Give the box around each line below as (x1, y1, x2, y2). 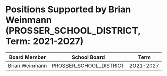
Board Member (9, 54, 46, 61)
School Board (72, 54, 105, 61)
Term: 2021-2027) (5, 36, 84, 47)
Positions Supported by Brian (5, 4, 131, 15)
